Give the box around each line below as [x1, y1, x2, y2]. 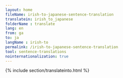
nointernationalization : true [5, 53, 69, 59]
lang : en [5, 26, 24, 31]
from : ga [5, 30, 24, 35]
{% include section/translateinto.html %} [5, 67, 90, 73]
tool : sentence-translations [5, 49, 67, 54]
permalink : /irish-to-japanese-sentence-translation [5, 44, 118, 49]
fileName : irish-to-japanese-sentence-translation [5, 12, 114, 17]
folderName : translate [5, 21, 55, 26]
